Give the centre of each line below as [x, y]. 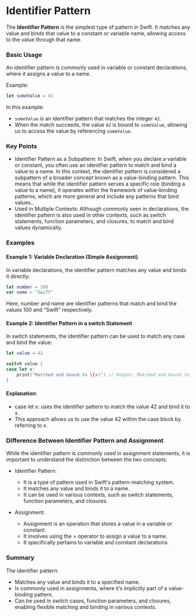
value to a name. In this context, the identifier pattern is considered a [97, 171]
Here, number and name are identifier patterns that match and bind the [92, 304]
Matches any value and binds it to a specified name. [77, 582]
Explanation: [22, 393]
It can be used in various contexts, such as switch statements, [98, 495]
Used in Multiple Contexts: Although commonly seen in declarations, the [102, 209]
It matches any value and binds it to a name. [76, 489]
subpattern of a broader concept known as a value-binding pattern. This [102, 178]
